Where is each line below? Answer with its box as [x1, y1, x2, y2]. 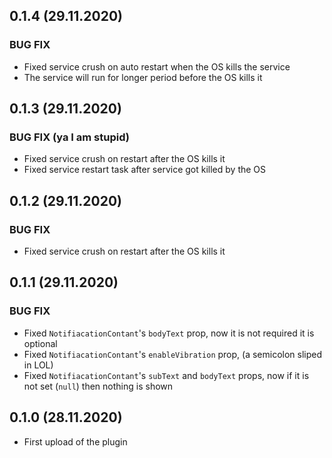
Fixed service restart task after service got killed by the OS [23, 164, 267, 176]
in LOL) [23, 359, 54, 371]
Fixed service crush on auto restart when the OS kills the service [23, 60, 291, 73]
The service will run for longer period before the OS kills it [23, 71, 263, 83]
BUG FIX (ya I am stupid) [9, 130, 130, 144]
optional [23, 337, 58, 349]
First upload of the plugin [23, 435, 128, 448]
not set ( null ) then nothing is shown [23, 380, 174, 392]
